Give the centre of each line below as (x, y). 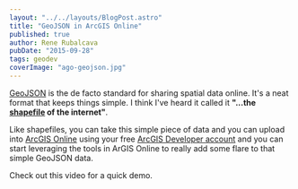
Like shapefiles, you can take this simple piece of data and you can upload (147, 129)
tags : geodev (34, 59)
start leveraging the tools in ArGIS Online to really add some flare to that (142, 148)
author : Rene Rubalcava (54, 43)
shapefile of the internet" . (59, 112)
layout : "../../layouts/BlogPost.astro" (86, 17)
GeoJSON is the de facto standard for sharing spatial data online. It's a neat (149, 93)
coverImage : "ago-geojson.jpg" (68, 68)
